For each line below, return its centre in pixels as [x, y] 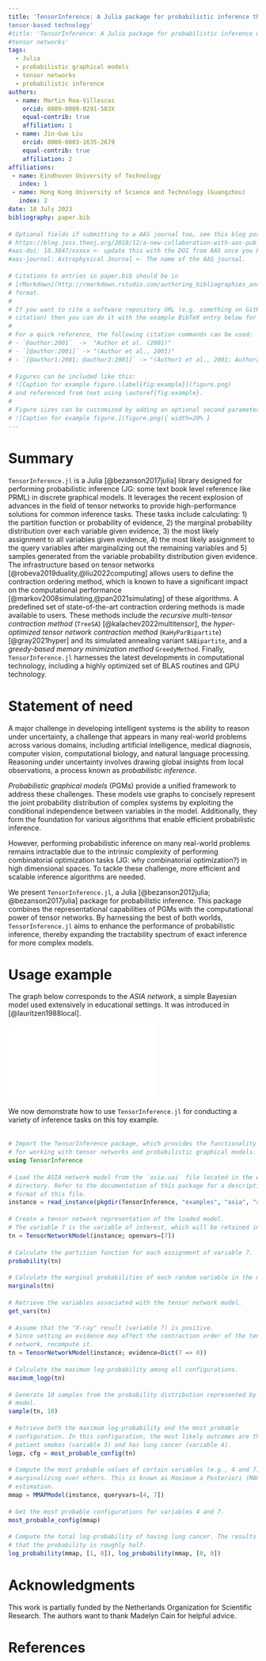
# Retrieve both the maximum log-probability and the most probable [123, 1428]
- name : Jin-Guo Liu [49, 134]
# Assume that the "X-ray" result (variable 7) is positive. [111, 1328]
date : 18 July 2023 [40, 209]
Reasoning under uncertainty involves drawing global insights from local [126, 762]
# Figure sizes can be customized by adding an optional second [116, 410]
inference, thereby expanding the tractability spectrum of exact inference [128, 934]
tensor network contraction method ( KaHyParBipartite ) [132, 632]
